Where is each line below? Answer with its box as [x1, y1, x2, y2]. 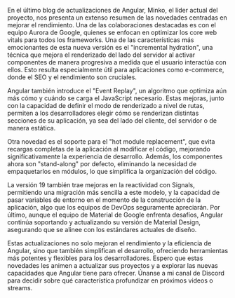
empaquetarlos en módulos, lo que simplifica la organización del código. [7, 168, 217, 175]
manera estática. [7, 124, 56, 132]
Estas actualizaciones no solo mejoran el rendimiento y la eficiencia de [7, 239, 212, 248]
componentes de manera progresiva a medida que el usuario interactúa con [7, 58, 227, 66]
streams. [7, 284, 33, 292]
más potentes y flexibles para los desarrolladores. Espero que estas [7, 254, 203, 262]
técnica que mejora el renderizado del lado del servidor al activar [7, 50, 196, 59]
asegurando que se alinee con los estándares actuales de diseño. [7, 226, 197, 233]
